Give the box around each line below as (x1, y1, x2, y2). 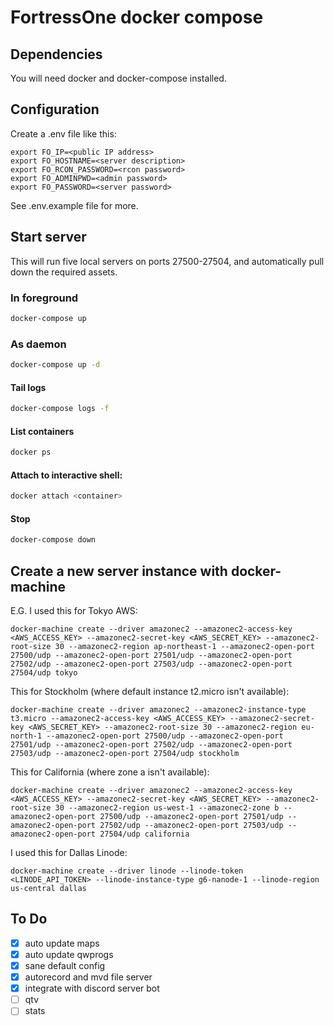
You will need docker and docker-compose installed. (10, 72, 227, 84)
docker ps (10, 447, 52, 458)
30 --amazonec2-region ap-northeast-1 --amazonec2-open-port (54, 642, 315, 652)
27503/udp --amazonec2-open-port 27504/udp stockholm (10, 749, 240, 759)
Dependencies (10, 46, 103, 63)
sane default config (24, 960, 106, 972)
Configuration (10, 101, 100, 118)
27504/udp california (99, 829, 190, 840)
